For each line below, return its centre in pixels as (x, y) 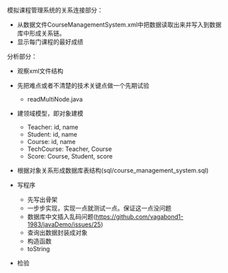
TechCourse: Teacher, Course (69, 149)
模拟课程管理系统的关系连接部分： (55, 10)
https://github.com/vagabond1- (139, 217)
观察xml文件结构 (40, 71)
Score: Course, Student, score (70, 156)
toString (38, 249)
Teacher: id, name (53, 127)
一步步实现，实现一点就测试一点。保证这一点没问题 (99, 208)
